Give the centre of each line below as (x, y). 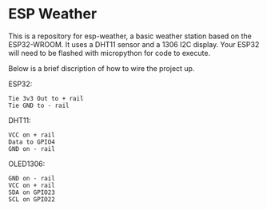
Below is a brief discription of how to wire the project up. (102, 68)
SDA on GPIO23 (32, 192)
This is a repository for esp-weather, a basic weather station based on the (130, 36)
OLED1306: (27, 164)
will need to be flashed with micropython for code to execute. (109, 53)
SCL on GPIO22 (32, 199)
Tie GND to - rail (39, 105)
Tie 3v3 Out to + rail (46, 98)
